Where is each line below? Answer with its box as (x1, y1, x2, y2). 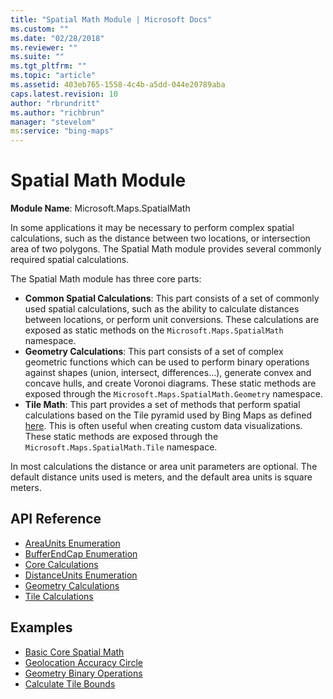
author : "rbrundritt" (10, 98, 101, 108)
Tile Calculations (24, 590, 94, 602)
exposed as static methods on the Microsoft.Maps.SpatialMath (24, 324, 284, 336)
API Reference (10, 511, 102, 528)
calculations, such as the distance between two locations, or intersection (10, 232, 311, 245)
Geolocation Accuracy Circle (24, 656, 143, 668)
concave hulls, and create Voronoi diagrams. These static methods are (24, 377, 317, 390)
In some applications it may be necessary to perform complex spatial (10, 222, 295, 234)
